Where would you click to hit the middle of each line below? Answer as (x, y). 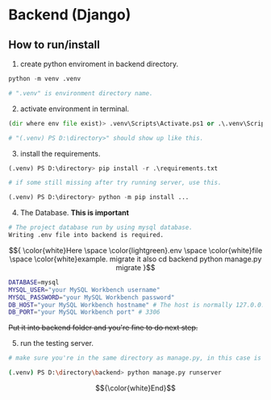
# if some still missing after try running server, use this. (115, 183)
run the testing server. (57, 344)
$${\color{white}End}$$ (135, 388)
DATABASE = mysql (34, 282)
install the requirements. (60, 153)
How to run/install (54, 45)
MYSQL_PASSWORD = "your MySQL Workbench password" (92, 297)
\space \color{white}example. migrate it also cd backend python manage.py (135, 259)
